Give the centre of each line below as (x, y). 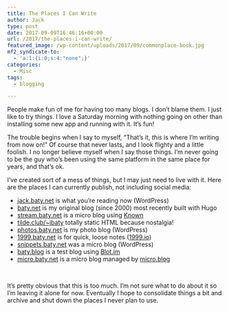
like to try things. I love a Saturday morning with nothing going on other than (115, 117)
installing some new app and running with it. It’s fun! (81, 124)
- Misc (23, 71)
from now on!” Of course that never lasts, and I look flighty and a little (106, 144)
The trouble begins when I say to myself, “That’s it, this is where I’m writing (113, 138)
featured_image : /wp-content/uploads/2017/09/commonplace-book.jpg (106, 45)
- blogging (29, 84)
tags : (15, 77)
